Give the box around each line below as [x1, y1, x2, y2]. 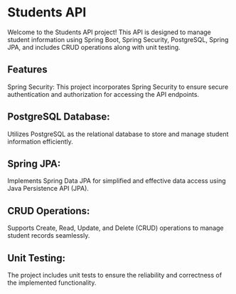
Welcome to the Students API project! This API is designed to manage [7, 28, 212, 36]
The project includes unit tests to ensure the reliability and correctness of [7, 271, 222, 279]
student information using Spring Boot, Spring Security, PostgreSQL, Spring [7, 35, 229, 43]
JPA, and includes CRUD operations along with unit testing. [7, 43, 181, 51]
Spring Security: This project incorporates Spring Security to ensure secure [7, 83, 229, 91]
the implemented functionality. [7, 278, 97, 287]
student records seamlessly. [7, 231, 90, 240]
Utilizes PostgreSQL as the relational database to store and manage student [7, 130, 229, 138]
